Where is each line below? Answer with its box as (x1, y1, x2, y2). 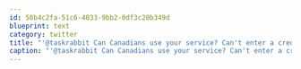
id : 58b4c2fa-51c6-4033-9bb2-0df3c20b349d (9, 13, 170, 22)
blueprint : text (9, 22, 70, 30)
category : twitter (9, 30, 78, 39)
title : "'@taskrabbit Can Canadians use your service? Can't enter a (9, 38, 275, 47)
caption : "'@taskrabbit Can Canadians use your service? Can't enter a (9, 47, 282, 56)
